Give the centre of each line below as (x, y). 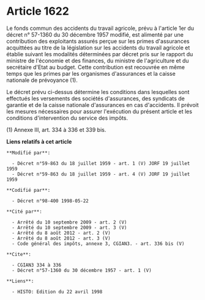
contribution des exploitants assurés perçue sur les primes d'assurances (98, 41)
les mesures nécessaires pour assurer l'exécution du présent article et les (99, 111)
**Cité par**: (24, 211)
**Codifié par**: (28, 190)
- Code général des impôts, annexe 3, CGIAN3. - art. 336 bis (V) (98, 243)
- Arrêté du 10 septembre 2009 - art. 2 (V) (69, 222)
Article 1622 (38, 11)
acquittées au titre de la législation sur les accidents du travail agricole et (98, 48)
